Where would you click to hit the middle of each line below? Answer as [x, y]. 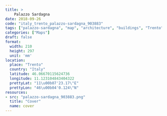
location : [15, 60]
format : [13, 42]
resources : [16, 92]
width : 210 [21, 46]
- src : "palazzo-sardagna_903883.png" [45, 97]
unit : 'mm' [21, 56]
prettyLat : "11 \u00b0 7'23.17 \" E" [44, 83]
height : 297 [22, 51]
